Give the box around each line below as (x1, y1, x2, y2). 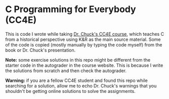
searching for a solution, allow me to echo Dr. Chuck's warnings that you (5, 82, 157, 89)
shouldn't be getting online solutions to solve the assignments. (5, 88, 136, 94)
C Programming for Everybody (5, 4, 136, 15)
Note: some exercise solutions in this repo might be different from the (5, 57, 151, 63)
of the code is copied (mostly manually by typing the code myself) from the (5, 41, 163, 47)
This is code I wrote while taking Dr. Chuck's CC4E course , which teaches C (5, 31, 164, 37)
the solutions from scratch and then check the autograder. (5, 67, 127, 74)
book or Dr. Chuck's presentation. (5, 47, 76, 53)
